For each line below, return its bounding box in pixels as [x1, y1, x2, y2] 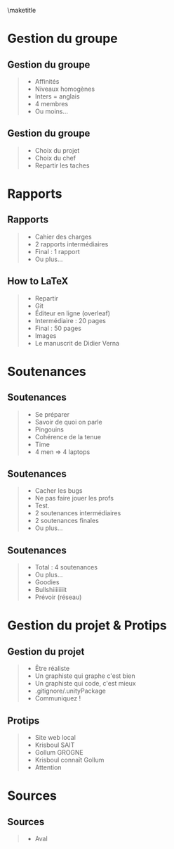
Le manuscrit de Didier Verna [34, 339, 120, 347]
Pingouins [34, 425, 65, 434]
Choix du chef [34, 153, 76, 162]
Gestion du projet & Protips [7, 617, 167, 634]
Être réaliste [34, 665, 70, 673]
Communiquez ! [34, 694, 81, 703]
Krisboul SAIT [34, 741, 75, 749]
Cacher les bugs [34, 486, 83, 495]
